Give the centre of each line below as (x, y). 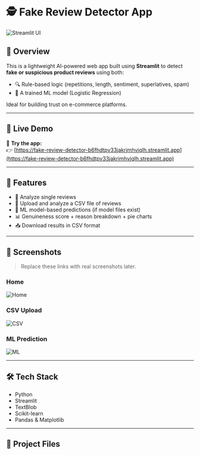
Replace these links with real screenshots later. (78, 266)
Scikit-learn (29, 413)
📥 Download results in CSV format (57, 226)
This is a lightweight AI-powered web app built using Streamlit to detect (95, 66)
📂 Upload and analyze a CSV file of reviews (68, 204)
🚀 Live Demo (30, 129)
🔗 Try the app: (24, 143)
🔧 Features (26, 182)
